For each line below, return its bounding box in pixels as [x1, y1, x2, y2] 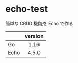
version [24, 32, 44, 39]
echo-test [5, 3, 48, 15]
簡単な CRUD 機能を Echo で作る [5, 20, 73, 26]
